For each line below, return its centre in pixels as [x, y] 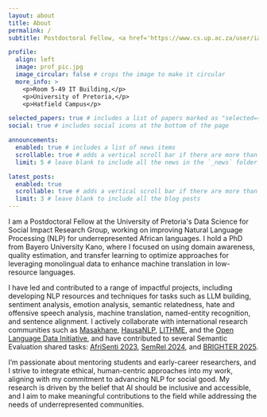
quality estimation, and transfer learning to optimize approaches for [118, 255]
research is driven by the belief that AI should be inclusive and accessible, [130, 388]
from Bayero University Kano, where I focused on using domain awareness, [132, 247]
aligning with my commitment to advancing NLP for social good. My [119, 379]
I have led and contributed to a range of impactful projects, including [120, 288]
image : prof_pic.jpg [49, 67]
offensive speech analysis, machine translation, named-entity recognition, [130, 313]
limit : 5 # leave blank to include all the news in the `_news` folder [137, 162]
